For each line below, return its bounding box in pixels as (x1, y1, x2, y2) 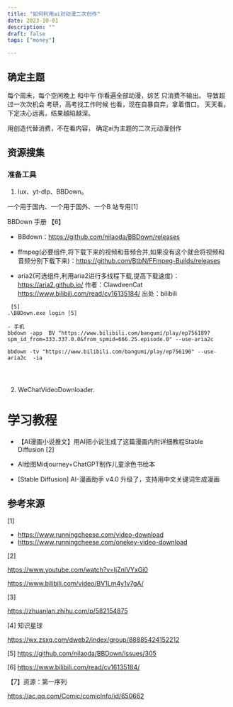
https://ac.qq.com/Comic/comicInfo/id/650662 (7, 692, 144, 701)
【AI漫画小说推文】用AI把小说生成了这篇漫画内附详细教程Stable (17, 437, 204, 445)
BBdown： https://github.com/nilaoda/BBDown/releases (17, 232, 181, 241)
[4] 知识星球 (7, 621, 43, 630)
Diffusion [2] (17, 445, 55, 454)
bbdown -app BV (7, 329, 55, 337)
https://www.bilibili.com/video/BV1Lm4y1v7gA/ (7, 579, 144, 588)
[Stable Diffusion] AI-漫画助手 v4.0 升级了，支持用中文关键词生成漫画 (17, 474, 220, 483)
